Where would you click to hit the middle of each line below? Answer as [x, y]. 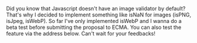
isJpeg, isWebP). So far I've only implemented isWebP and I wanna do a [94, 21]
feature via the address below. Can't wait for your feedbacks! [81, 34]
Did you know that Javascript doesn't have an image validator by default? [96, 9]
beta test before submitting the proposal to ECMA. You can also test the [94, 27]
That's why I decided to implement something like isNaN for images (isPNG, [99, 15]
